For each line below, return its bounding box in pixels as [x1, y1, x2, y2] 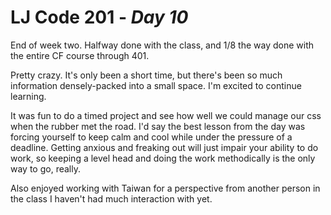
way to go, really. [10, 162, 81, 175]
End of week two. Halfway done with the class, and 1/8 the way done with [10, 39, 315, 51]
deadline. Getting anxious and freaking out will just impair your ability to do [10, 141, 319, 153]
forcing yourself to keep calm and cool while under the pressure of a [10, 131, 293, 143]
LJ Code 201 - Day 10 [10, 6, 189, 29]
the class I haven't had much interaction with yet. [10, 192, 213, 205]
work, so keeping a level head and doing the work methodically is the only [10, 152, 316, 164]
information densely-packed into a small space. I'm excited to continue [10, 79, 302, 91]
